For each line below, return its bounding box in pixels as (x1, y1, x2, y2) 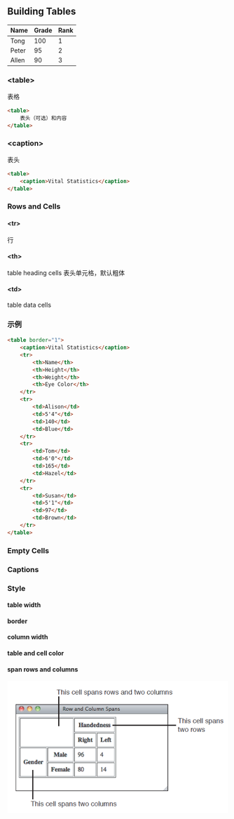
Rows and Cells (7, 201, 61, 211)
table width (7, 601, 41, 609)
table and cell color (7, 649, 64, 657)
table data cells (7, 300, 51, 309)
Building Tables (7, 6, 76, 18)
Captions (7, 564, 39, 574)
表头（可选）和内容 (20, 114, 67, 121)
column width (7, 633, 48, 641)
